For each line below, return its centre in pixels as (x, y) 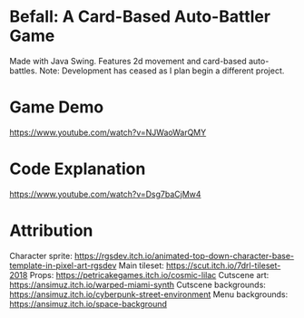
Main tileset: (142, 265)
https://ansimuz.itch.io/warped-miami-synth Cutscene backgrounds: (137, 284)
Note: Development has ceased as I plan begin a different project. (162, 71)
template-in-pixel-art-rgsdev (63, 265)
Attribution (51, 231)
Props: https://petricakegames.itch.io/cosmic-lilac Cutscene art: (149, 275)
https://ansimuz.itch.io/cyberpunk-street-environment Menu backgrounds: (149, 294)
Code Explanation (78, 169)
